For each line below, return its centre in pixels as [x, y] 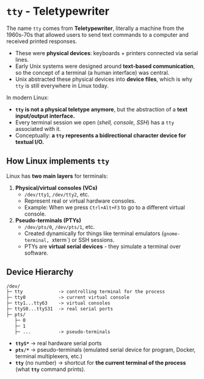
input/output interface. [45, 116]
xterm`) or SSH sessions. [83, 239]
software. [36, 253]
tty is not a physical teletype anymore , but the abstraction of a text [101, 109]
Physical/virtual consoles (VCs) [56, 187]
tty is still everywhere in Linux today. [62, 85]
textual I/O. [30, 141]
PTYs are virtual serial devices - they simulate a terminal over [103, 246]
